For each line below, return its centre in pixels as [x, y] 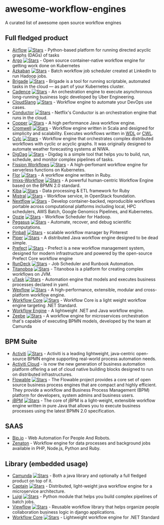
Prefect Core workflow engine [42, 258]
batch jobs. [23, 502]
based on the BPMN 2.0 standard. [46, 185]
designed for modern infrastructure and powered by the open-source [82, 253]
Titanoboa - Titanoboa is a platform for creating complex [78, 269]
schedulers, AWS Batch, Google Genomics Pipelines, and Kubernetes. [82, 211]
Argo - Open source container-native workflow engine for [79, 60]
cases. [19, 107]
